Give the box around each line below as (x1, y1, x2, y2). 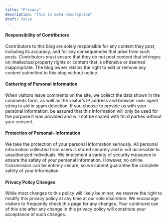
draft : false (5, 16, 32, 21)
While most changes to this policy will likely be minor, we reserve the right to (5, 190, 163, 196)
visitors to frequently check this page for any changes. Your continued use (5, 201, 159, 207)
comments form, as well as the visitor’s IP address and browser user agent (5, 97, 159, 103)
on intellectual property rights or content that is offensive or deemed (5, 59, 146, 65)
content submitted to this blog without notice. (5, 69, 99, 75)
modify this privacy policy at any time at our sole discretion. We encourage (5, 196, 159, 202)
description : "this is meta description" (5, 12, 93, 17)
